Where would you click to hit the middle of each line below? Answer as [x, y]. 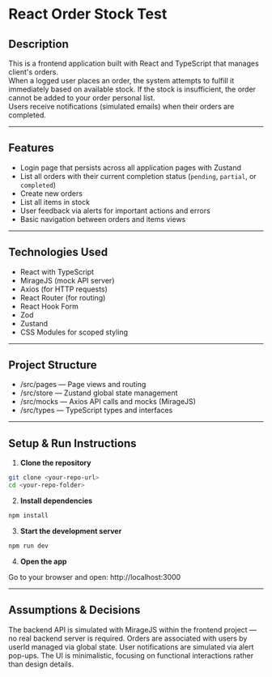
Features [31, 148]
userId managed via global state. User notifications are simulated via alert [131, 647]
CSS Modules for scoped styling [74, 332]
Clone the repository [55, 463]
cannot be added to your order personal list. [82, 98]
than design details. [41, 664]
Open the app [43, 561]
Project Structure [53, 365]
